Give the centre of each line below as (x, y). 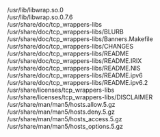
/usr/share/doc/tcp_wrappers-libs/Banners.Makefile (80, 39)
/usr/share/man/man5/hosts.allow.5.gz (61, 104)
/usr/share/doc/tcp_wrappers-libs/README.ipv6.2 (78, 83)
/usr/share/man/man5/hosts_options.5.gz (65, 126)
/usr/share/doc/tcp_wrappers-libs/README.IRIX (75, 61)
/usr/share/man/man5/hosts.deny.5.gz (61, 112)
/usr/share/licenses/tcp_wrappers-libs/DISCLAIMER (80, 97)
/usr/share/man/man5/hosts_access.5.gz (65, 119)
